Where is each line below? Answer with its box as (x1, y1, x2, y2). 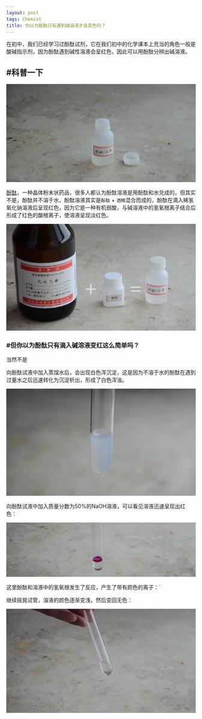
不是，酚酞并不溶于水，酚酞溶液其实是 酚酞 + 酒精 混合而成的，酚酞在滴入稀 (6, 196, 189, 203)
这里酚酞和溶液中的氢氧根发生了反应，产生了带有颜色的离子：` (6, 584, 161, 591)
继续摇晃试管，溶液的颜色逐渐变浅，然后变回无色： (6, 597, 133, 604)
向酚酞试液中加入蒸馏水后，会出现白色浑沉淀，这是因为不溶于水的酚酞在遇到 (6, 369, 196, 376)
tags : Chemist (6, 16, 42, 22)
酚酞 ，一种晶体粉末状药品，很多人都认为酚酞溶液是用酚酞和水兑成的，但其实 (6, 189, 196, 196)
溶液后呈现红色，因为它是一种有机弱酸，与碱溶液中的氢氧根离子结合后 (22, 204, 196, 211)
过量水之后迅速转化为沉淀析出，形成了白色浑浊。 (6, 376, 127, 384)
